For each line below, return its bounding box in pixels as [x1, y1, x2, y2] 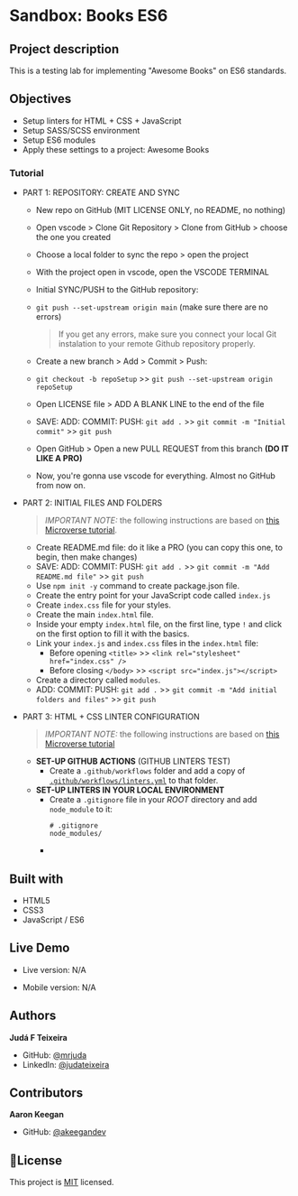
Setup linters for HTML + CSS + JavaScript [22, 115, 182, 126]
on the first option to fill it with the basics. [35, 628, 190, 639]
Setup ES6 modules [22, 134, 96, 145]
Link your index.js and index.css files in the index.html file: [35, 638, 259, 649]
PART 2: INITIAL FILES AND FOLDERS [22, 497, 163, 508]
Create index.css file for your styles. [35, 599, 172, 610]
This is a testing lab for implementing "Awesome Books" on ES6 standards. [9, 65, 287, 76]
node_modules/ [49, 830, 103, 839]
